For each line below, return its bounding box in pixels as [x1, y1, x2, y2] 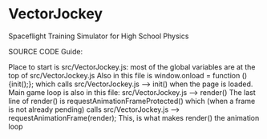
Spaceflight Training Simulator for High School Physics [8, 31, 189, 41]
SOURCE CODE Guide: [8, 46, 83, 56]
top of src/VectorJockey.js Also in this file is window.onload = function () [8, 70, 248, 80]
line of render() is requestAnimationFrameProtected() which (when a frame [8, 96, 256, 105]
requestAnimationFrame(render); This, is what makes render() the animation [8, 113, 260, 122]
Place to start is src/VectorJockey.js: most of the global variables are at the [8, 62, 256, 72]
